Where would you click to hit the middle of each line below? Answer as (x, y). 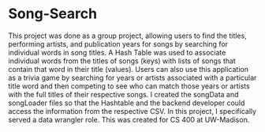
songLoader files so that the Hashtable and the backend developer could (127, 103)
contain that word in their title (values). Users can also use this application (128, 69)
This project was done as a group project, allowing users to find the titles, (127, 36)
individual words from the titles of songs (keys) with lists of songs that (122, 61)
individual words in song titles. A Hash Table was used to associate (117, 52)
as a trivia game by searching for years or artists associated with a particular (132, 77)
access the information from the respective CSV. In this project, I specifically (132, 111)
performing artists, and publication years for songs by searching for (118, 43)
